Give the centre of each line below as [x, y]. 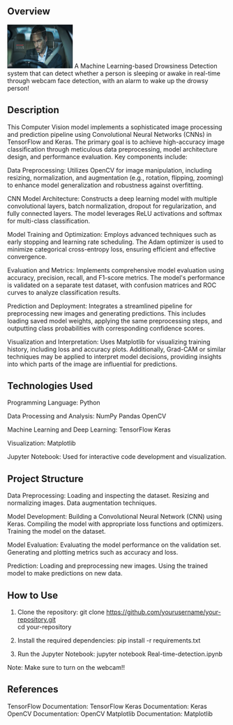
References [33, 690]
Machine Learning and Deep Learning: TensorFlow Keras [89, 430]
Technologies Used [50, 386]
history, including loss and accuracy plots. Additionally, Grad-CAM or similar [116, 349]
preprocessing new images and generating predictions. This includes [107, 313]
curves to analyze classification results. [64, 292]
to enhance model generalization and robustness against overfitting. [105, 185]
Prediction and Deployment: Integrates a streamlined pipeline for [100, 306]
